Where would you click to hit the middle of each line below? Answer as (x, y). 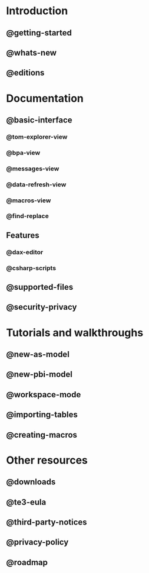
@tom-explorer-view (37, 137)
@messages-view (33, 169)
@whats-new (32, 52)
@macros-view (29, 200)
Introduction (37, 11)
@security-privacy (42, 307)
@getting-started (39, 33)
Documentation (45, 98)
